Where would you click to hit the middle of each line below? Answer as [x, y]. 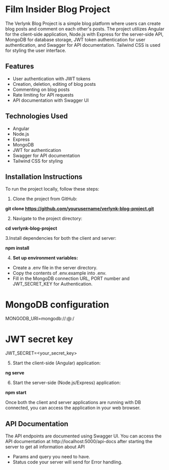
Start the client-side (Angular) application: [57, 363]
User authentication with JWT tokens [51, 79]
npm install [17, 248]
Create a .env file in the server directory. [55, 268]
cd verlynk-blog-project [31, 228]
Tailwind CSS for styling [38, 161]
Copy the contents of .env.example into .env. [60, 273]
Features [20, 66]
